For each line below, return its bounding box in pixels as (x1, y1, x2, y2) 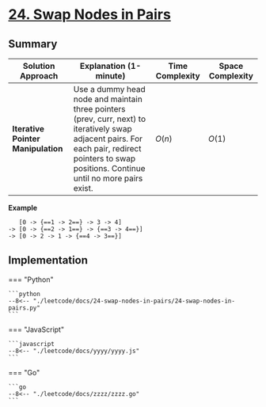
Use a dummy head (73, 84, 146, 94)
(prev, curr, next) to (73, 113, 146, 124)
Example (8, 203, 38, 212)
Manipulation (12, 143, 63, 154)
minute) (95, 70, 126, 81)
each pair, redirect (73, 143, 142, 154)
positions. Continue (73, 163, 146, 173)
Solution (22, 61, 55, 71)
